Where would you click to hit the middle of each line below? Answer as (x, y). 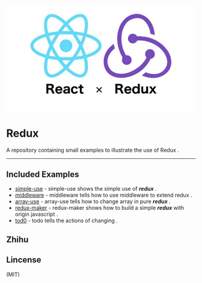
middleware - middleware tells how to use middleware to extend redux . (103, 195)
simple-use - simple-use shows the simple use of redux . (86, 189)
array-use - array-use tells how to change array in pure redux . (93, 201)
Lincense (24, 260)
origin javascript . (36, 214)
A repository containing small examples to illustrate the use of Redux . (93, 150)
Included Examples (43, 174)
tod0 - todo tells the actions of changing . (66, 221)
